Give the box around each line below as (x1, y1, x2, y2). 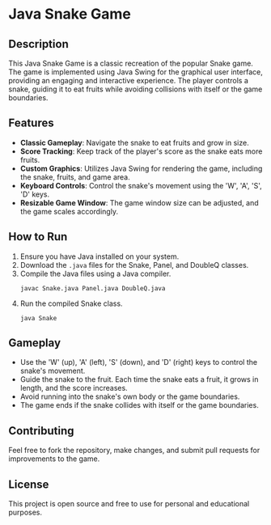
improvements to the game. (8, 454, 100, 464)
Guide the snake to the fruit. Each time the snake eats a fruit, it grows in (19, 375, 259, 384)
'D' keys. (19, 189, 50, 199)
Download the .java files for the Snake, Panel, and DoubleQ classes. (19, 260, 249, 269)
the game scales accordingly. (19, 206, 119, 216)
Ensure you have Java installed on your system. (19, 252, 180, 261)
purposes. (8, 507, 43, 518)
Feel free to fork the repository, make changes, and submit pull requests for (8, 446, 260, 455)
